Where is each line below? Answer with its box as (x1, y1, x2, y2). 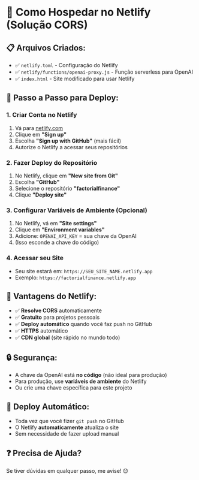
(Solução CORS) (6, 18, 88, 32)
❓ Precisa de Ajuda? (6, 448, 82, 458)
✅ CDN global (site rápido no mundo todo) (14, 334, 120, 341)
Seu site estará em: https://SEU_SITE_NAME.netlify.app (14, 267, 153, 274)
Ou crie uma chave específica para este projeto (14, 384, 132, 391)
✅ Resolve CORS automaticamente (14, 307, 102, 314)
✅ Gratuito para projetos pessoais (14, 314, 100, 321)
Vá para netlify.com (14, 124, 64, 131)
